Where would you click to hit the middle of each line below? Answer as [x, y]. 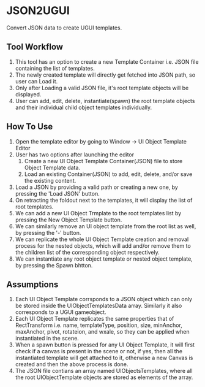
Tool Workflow [35, 47]
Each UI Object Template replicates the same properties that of [95, 319]
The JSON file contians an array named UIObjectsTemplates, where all [104, 371]
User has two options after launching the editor [75, 155]
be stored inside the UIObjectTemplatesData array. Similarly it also [99, 306]
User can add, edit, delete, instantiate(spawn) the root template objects [105, 101]
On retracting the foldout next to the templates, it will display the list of [104, 200]
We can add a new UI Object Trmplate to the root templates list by [98, 213]
